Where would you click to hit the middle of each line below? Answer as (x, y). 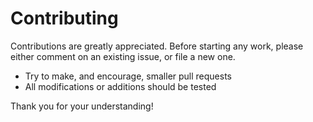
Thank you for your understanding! (82, 106)
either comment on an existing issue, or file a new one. (123, 56)
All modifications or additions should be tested (120, 86)
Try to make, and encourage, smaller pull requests (128, 76)
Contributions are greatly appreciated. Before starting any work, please (157, 46)
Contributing (64, 18)
